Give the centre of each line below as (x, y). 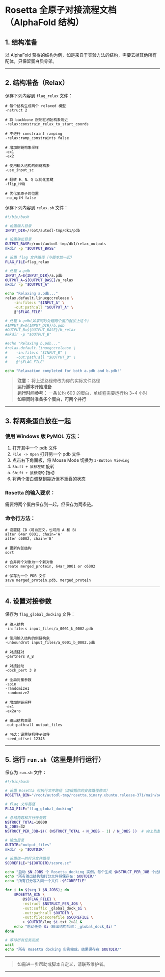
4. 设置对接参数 (28, 601)
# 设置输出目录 (18, 239)
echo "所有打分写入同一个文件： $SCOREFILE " (46, 881)
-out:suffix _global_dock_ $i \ (55, 908)
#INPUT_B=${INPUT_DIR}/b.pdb (35, 325)
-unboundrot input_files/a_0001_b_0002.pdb (50, 642)
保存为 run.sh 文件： (26, 772)
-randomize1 (17, 688)
